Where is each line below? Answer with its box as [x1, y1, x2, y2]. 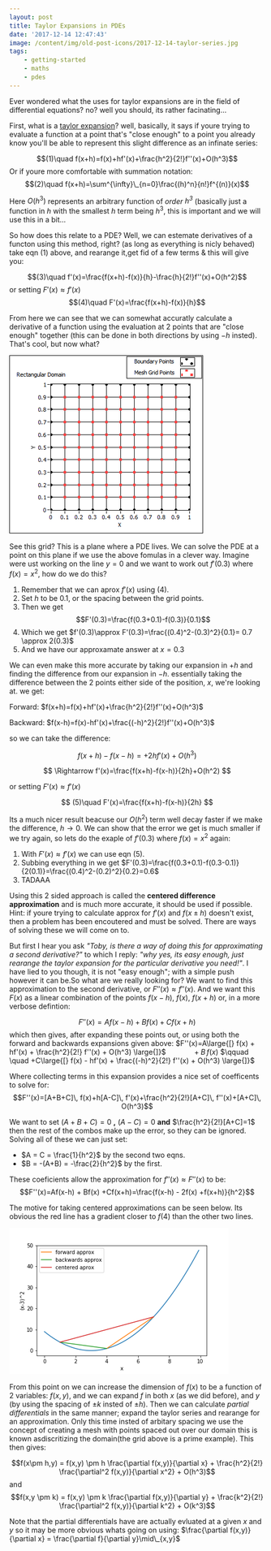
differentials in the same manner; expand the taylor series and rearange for [9, 1407, 260, 1417]
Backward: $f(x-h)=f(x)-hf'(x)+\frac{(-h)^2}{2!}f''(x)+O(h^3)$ [9, 717, 215, 727]
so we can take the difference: [9, 733, 111, 743]
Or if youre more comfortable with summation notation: [9, 166, 193, 176]
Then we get [20, 602, 64, 611]
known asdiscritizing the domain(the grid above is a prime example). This [9, 1433, 254, 1443]
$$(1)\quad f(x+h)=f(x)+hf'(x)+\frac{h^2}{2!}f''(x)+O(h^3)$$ [36, 153, 239, 163]
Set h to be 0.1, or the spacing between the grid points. [20, 593, 204, 603]
